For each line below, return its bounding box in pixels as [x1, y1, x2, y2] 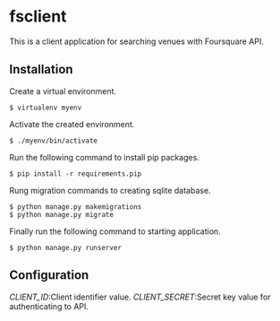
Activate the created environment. [9, 118, 135, 129]
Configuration [9, 267, 89, 283]
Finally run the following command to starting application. [9, 226, 221, 237]
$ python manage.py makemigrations [9, 202, 142, 212]
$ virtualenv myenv [9, 103, 82, 112]
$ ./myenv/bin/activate [9, 136, 98, 145]
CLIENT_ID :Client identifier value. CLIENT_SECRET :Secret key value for [9, 291, 271, 302]
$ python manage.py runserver [9, 243, 123, 252]
